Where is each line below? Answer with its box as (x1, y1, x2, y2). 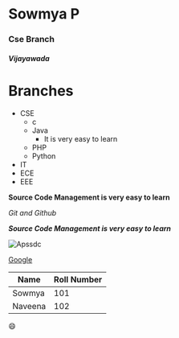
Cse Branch (8, 34, 55, 45)
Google (8, 254, 33, 264)
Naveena (12, 300, 47, 311)
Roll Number (53, 274, 103, 285)
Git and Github (8, 208, 57, 217)
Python (31, 150, 56, 161)
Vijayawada (8, 53, 50, 63)
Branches (8, 81, 74, 100)
